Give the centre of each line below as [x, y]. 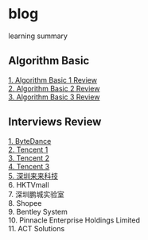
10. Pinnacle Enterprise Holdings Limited [74, 220]
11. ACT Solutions [37, 228]
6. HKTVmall [29, 184]
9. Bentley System [38, 211]
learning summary [38, 36]
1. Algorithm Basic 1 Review [53, 79]
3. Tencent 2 [29, 158]
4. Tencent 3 [29, 166]
